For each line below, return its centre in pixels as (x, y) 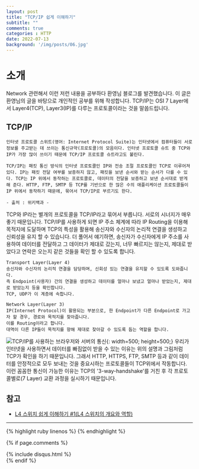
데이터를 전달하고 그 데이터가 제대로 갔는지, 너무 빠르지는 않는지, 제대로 (104, 244)
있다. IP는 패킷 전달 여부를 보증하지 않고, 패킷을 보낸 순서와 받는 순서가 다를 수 (94, 172)
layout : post (22, 12)
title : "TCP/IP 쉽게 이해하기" (41, 17)
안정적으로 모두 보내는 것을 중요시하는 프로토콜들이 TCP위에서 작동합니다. (102, 363)
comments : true (25, 28)
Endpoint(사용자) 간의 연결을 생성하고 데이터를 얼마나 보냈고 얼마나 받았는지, (97, 281)
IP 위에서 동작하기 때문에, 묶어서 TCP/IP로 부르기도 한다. (69, 191)
